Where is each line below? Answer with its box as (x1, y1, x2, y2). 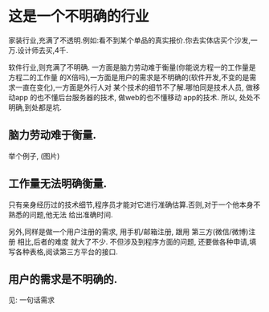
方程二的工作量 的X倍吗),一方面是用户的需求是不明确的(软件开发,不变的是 (8, 72, 250, 82)
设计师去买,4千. (17, 45, 69, 55)
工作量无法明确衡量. (8, 177, 108, 191)
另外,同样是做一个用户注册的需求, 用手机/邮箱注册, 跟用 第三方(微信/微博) (8, 226, 249, 237)
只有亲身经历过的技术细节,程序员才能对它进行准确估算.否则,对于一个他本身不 (8, 200, 261, 209)
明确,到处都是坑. (8, 102, 63, 112)
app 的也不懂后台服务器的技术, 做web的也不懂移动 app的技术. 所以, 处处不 (14, 92, 261, 102)
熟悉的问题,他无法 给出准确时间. (8, 209, 114, 219)
